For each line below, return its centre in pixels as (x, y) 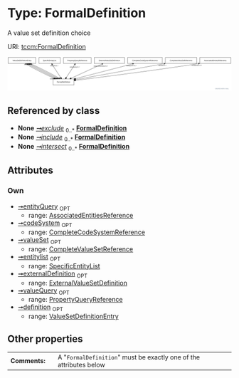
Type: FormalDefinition (77, 13)
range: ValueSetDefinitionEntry (73, 316)
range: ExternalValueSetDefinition (78, 283)
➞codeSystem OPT (45, 224)
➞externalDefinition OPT (52, 274)
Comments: (28, 361)
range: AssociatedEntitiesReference (81, 216)
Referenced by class (54, 111)
